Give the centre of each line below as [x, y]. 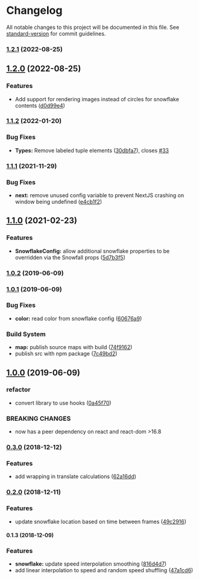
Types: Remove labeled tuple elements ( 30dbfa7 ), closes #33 [92, 150]
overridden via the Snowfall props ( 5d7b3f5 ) [70, 257]
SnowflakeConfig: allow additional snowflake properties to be [92, 251]
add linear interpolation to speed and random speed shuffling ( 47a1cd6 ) [104, 570]
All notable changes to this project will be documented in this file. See [93, 27]
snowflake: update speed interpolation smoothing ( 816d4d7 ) [91, 564]
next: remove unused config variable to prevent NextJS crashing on [99, 195]
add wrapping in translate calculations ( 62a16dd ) [76, 476]
